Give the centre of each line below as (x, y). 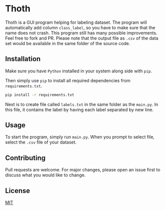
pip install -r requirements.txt (40, 95)
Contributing (25, 158)
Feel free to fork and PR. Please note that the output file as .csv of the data (82, 38)
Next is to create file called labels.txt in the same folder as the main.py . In (82, 104)
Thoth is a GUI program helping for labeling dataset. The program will (76, 22)
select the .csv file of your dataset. (41, 142)
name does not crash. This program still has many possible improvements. (81, 33)
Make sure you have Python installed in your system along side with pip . (79, 71)
